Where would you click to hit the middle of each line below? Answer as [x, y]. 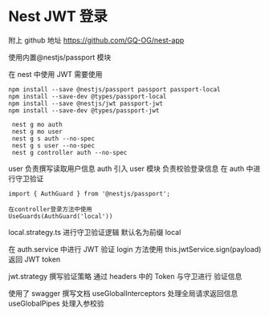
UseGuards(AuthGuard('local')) [61, 216]
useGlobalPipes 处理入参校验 [56, 303]
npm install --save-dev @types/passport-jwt [84, 110]
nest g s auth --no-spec [53, 138]
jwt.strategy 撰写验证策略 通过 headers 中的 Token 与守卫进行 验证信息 [125, 276]
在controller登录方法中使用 [50, 209]
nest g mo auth [37, 124]
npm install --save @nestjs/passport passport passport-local [114, 89]
